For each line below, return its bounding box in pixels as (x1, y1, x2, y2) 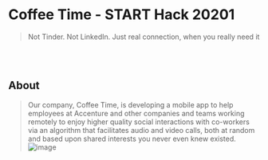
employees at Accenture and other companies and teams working (27, 108, 245, 118)
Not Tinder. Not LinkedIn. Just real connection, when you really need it (27, 32, 260, 41)
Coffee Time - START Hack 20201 (8, 6, 235, 24)
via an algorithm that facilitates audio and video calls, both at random (27, 125, 255, 135)
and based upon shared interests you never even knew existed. (27, 134, 237, 143)
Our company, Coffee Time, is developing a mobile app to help (27, 100, 234, 109)
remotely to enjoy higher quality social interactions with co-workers (27, 117, 250, 127)
